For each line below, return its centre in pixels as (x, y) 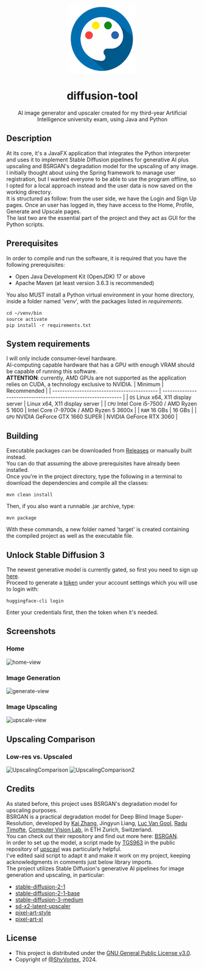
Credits (21, 789)
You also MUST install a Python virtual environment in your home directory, (100, 295)
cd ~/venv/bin (24, 313)
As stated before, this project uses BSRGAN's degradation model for (92, 803)
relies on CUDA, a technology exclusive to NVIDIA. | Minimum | (85, 384)
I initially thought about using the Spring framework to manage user (91, 172)
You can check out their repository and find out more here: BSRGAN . (92, 836)
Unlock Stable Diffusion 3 (56, 555)
